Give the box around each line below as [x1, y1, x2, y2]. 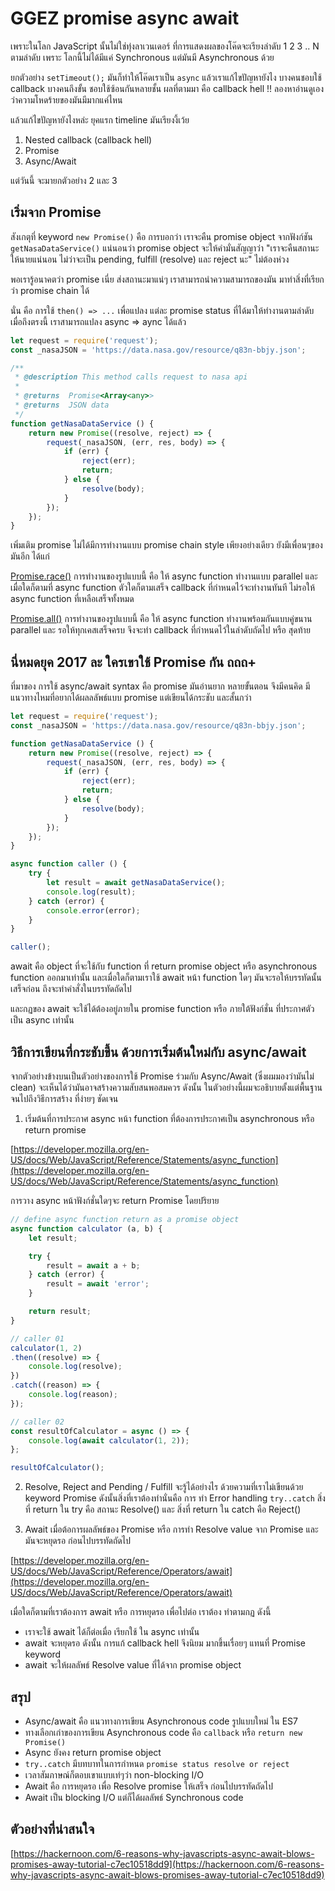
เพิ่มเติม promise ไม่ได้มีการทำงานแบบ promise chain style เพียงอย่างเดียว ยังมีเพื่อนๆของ [10, 539, 323, 551]
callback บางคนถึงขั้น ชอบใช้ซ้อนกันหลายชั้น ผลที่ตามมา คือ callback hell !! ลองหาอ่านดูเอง [10, 82, 325, 94]
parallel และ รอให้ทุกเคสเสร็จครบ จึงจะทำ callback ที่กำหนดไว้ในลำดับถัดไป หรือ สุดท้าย [10, 624, 311, 636]
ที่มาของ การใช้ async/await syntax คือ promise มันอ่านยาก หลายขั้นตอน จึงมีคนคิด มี [10, 680, 311, 692]
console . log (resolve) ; [28, 1362, 123, 1372]
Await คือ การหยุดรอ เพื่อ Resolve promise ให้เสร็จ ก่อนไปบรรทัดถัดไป [24, 1780, 273, 1792]
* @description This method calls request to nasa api [14, 372, 248, 382]
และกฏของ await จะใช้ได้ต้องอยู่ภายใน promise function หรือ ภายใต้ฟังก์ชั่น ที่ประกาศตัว [10, 1003, 315, 1015]
